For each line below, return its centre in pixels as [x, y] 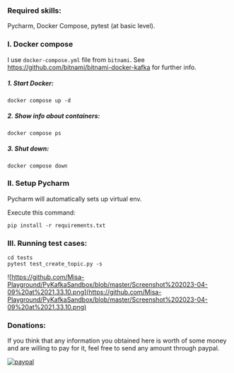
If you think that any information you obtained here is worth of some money [117, 341]
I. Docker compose [40, 45]
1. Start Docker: [31, 83]
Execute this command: [41, 212]
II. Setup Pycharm [39, 184]
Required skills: [34, 11]
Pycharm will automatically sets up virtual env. [75, 199]
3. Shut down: [28, 149]
